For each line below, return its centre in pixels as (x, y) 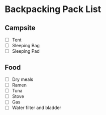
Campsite (20, 28)
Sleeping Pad (26, 51)
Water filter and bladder (36, 108)
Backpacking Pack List (53, 9)
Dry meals (23, 79)
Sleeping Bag (26, 46)
